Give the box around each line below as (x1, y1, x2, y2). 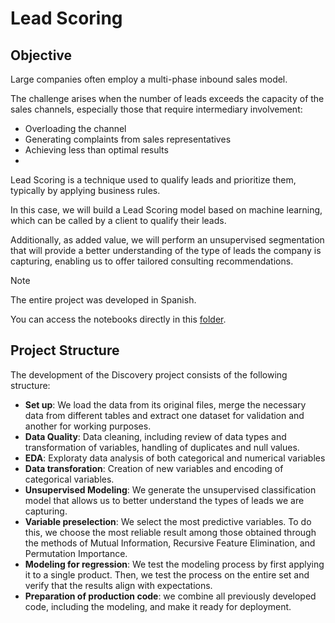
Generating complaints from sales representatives (24, 133, 232, 145)
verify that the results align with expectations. (24, 579, 213, 591)
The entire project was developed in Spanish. (10, 294, 197, 306)
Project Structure (10, 342, 120, 359)
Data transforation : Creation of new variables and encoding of (24, 462, 284, 474)
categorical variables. (24, 473, 115, 485)
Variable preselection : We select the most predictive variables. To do (24, 515, 312, 527)
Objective (10, 47, 73, 64)
